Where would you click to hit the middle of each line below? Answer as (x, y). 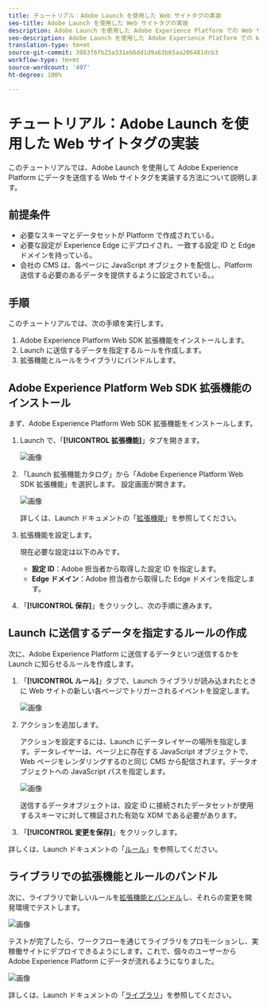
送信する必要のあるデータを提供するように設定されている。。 (119, 275)
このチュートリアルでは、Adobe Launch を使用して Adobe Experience (123, 167)
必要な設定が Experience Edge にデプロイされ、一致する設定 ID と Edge (137, 245)
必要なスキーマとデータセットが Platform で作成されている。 (119, 235)
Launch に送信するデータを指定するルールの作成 (128, 633)
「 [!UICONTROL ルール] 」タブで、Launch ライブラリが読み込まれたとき (138, 680)
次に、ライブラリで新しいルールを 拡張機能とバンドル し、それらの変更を (127, 897)
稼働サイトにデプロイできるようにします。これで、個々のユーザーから (122, 951)
